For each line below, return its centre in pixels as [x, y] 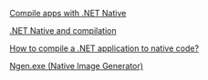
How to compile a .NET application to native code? [104, 48]
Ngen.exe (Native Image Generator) [77, 66]
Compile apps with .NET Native [68, 13]
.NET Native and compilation [63, 30]
